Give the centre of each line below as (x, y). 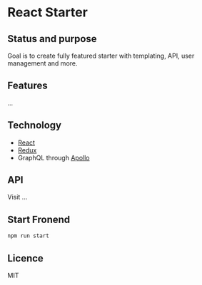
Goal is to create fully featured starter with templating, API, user (101, 56)
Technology (35, 125)
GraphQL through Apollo (54, 157)
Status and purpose (52, 39)
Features (27, 86)
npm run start (29, 236)
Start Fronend (39, 219)
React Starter (47, 12)
